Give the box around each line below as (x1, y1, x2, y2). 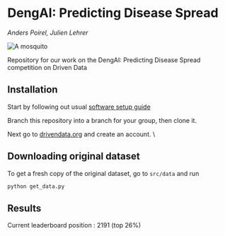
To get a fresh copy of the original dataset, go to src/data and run (7, 169, 200, 177)
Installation (7, 83, 58, 96)
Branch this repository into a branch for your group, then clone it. (7, 116, 197, 124)
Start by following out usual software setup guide (7, 102, 151, 111)
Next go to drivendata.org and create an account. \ (7, 129, 156, 138)
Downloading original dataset (7, 151, 140, 163)
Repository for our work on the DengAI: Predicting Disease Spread (7, 55, 201, 64)
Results (7, 202, 42, 214)
